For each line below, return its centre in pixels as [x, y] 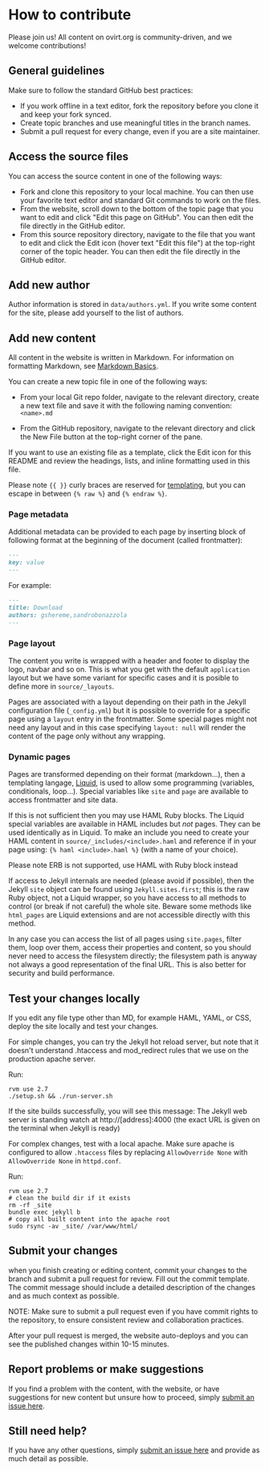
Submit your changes [63, 1251]
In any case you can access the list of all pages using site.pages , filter [125, 939]
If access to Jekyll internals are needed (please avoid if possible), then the [131, 881]
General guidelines [57, 71]
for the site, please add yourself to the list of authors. [96, 313]
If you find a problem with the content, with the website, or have [114, 1388]
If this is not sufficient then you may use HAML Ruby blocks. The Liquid [126, 815]
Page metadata [39, 514]
